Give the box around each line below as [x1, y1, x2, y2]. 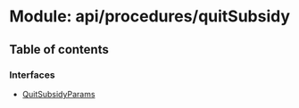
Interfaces [9, 69, 55, 81]
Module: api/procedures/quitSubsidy [9, 6, 291, 27]
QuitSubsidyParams [21, 88, 96, 99]
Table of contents [9, 42, 109, 57]
